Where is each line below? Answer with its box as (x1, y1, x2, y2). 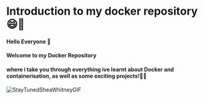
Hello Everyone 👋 (6, 38, 51, 45)
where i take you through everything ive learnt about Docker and (6, 65, 175, 73)
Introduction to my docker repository (6, 4, 198, 18)
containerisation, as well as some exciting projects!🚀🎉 (6, 72, 147, 79)
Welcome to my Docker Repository (6, 52, 97, 59)
